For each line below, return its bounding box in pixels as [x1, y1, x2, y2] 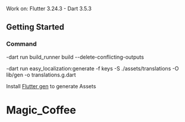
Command [6, 40, 37, 48]
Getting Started [6, 22, 65, 32]
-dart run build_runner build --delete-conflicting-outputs [6, 53, 144, 60]
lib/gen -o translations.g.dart [6, 71, 76, 78]
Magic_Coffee [6, 103, 76, 117]
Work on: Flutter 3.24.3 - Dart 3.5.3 [6, 5, 92, 12]
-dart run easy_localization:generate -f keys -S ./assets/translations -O [6, 65, 179, 72]
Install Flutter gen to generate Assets [6, 82, 97, 89]
